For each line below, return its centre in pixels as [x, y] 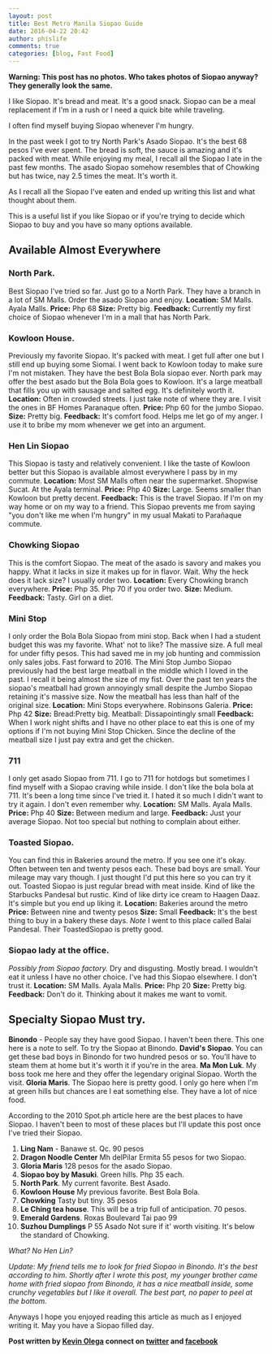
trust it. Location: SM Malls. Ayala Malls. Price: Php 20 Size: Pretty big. [127, 985]
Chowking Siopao [44, 545]
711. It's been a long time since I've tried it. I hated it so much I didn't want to [136, 796]
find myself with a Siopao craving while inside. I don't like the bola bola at [131, 787]
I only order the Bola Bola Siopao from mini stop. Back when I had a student [135, 636]
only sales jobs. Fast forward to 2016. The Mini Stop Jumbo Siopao [120, 662]
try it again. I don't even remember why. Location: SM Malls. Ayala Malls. [131, 805]
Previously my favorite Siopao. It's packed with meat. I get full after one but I [136, 355]
